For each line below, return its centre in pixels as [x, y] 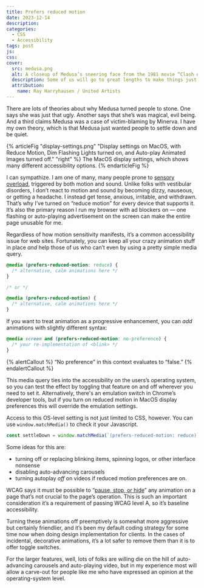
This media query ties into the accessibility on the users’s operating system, [101, 380]
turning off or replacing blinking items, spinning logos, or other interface [105, 459]
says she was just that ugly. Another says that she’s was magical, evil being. [101, 115]
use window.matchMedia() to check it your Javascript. [72, 424]
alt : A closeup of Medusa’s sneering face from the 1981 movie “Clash [103, 74]
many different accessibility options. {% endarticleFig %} [78, 166]
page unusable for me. [35, 222]
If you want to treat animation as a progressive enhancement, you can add [99, 321]
